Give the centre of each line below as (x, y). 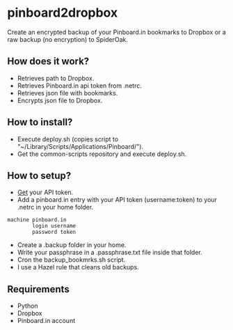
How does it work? (48, 62)
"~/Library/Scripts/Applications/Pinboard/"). (80, 146)
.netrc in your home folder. (55, 207)
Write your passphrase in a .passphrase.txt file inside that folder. (110, 253)
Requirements (38, 289)
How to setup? (39, 175)
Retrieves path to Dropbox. (56, 78)
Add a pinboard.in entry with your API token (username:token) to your (117, 200)
